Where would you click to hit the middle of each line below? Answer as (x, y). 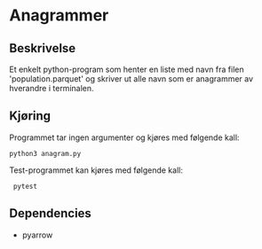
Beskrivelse (43, 48)
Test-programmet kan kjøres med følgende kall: (96, 170)
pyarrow (37, 235)
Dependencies (50, 214)
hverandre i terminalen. (52, 88)
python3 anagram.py (45, 153)
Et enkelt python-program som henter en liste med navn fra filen (127, 69)
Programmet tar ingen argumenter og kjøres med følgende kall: (124, 137)
